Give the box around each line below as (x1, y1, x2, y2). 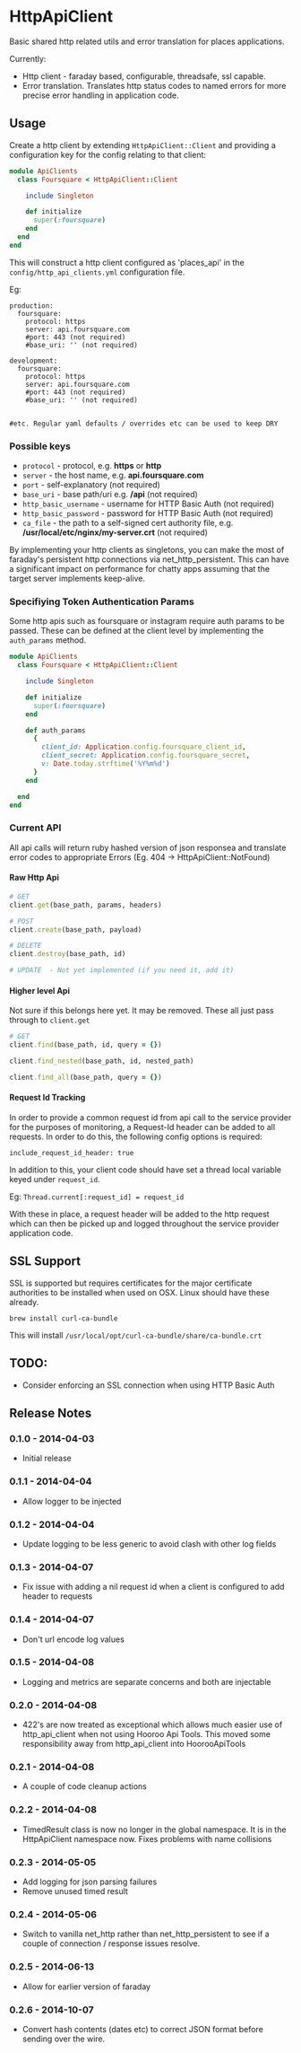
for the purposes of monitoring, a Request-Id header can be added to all (9, 1122, 276, 1132)
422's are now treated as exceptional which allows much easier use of (21, 1719, 283, 1730)
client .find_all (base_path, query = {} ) (9, 1073, 163, 1082)
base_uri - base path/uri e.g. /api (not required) (21, 489, 199, 500)
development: (9, 356, 58, 365)
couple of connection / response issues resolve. (21, 1938, 201, 1949)
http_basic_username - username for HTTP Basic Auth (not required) (21, 498, 275, 509)
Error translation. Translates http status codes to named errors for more (21, 80, 287, 91)
